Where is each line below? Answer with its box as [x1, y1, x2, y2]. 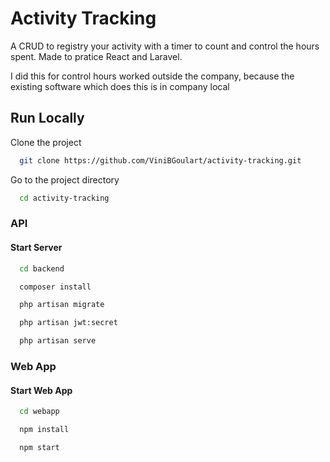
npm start [19, 442, 60, 452]
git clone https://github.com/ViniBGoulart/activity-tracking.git [19, 155, 302, 166]
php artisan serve [19, 336, 97, 346]
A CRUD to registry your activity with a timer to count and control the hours [10, 40, 320, 52]
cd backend [19, 263, 65, 274]
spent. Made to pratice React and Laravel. [10, 50, 183, 62]
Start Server [10, 242, 63, 254]
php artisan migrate [19, 300, 105, 310]
